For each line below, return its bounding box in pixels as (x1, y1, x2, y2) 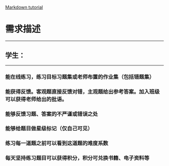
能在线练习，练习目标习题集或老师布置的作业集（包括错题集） (5, 73, 155, 80)
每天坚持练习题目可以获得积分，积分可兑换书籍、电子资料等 (5, 154, 150, 161)
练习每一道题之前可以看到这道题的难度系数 (5, 140, 109, 147)
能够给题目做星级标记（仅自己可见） (5, 125, 93, 132)
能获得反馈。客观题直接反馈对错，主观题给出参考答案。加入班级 (5, 88, 160, 95)
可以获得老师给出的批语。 (5, 96, 67, 103)
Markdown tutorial (5, 5, 43, 10)
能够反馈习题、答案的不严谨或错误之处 (5, 110, 98, 117)
